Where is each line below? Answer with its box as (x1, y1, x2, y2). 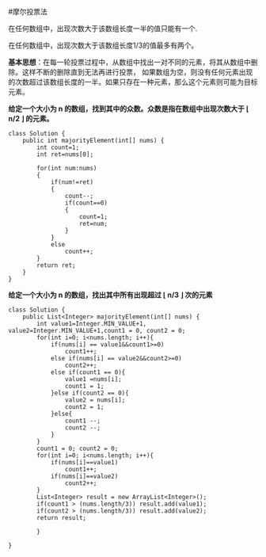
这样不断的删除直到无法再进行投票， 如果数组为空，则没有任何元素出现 (21, 67, 253, 77)
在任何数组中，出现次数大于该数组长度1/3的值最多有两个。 (8, 40, 199, 50)
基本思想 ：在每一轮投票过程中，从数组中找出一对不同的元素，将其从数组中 (8, 58, 251, 67)
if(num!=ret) (50, 178, 93, 186)
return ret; (36, 261, 77, 269)
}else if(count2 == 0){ (50, 389, 129, 397)
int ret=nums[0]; (36, 151, 93, 158)
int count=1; (36, 143, 80, 151)
